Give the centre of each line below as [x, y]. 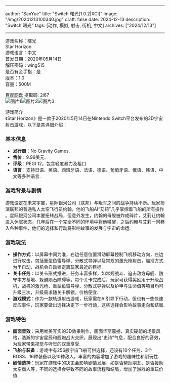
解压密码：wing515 [25, 65]
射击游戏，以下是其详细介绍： [36, 125]
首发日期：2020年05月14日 [34, 59]
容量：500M [18, 84]
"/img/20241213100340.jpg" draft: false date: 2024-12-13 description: [78, 19]
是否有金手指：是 [23, 72]
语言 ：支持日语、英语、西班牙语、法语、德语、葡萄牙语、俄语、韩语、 [86, 170]
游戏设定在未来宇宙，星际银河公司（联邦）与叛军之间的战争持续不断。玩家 [83, 202]
